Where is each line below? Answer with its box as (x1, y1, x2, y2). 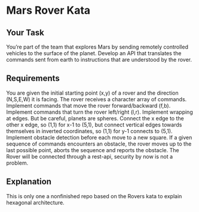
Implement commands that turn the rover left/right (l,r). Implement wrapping (6, 108, 193, 116)
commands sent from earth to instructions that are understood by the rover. (6, 56, 192, 63)
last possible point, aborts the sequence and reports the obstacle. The (6, 146, 179, 153)
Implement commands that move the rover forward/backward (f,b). (6, 102, 171, 109)
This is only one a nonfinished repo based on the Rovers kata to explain (6, 192, 182, 199)
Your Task (6, 28, 45, 38)
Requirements (6, 73, 60, 84)
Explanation (6, 177, 52, 187)
